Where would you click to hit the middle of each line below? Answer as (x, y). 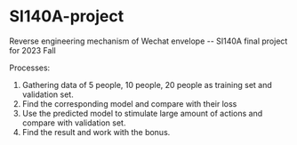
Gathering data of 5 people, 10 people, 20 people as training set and (147, 85)
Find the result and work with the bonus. (96, 132)
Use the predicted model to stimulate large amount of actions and (142, 113)
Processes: (30, 68)
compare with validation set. (74, 123)
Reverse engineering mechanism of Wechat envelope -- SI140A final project (148, 41)
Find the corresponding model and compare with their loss (129, 103)
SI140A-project (67, 16)
